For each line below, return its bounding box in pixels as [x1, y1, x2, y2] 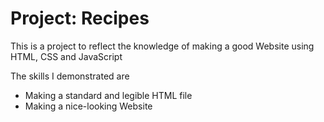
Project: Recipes [10, 7, 150, 30]
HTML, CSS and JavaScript [10, 50, 123, 62]
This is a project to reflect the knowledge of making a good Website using [10, 40, 315, 52]
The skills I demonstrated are [10, 70, 130, 82]
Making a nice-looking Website [24, 100, 153, 112]
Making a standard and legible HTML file [24, 89, 193, 101]
